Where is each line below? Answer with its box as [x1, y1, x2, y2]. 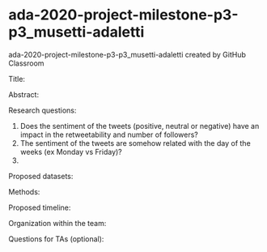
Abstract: [8, 89, 39, 99]
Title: [8, 74, 26, 83]
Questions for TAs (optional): [8, 233, 104, 244]
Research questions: [8, 105, 77, 115]
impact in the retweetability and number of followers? [19, 130, 198, 139]
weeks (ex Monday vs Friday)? [19, 147, 123, 156]
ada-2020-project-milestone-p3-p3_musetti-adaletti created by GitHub [8, 49, 247, 59]
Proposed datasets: [8, 171, 74, 181]
